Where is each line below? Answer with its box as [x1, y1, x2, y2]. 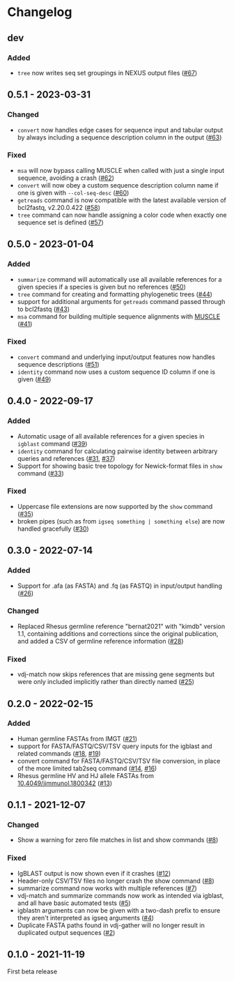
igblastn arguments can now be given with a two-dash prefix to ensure [17, 906, 221, 914]
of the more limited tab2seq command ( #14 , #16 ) [17, 764, 157, 773]
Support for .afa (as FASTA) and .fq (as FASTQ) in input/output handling [17, 581, 223, 590]
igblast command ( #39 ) [17, 439, 88, 448]
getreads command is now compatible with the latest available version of [17, 196, 226, 204]
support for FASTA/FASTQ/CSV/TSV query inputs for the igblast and [17, 742, 212, 750]
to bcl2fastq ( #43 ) [17, 305, 70, 313]
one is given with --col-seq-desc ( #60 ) [17, 188, 130, 197]
